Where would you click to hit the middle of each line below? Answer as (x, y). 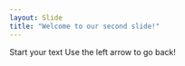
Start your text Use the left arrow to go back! (93, 52)
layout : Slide (36, 18)
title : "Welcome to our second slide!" (85, 26)
